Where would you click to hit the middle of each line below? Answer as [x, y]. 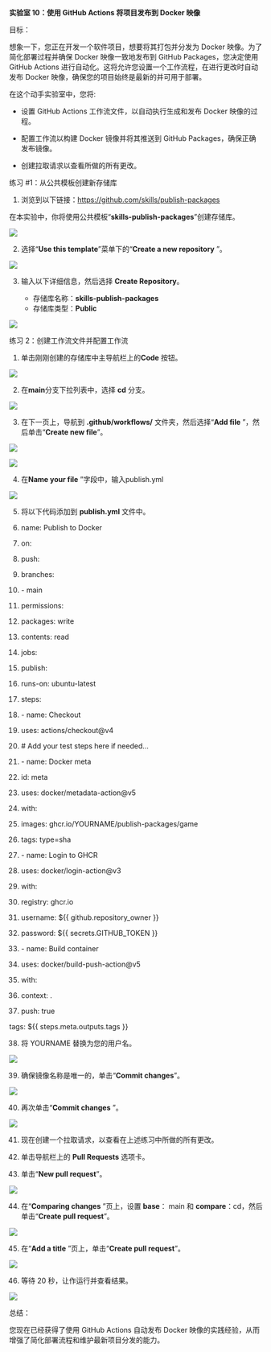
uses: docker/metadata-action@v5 [78, 793]
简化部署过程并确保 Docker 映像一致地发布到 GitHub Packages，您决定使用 [134, 57]
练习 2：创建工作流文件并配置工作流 [69, 340]
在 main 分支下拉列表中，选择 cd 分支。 [85, 390]
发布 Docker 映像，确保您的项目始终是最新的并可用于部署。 [108, 77]
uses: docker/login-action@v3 [71, 871]
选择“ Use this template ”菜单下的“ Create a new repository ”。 [124, 249]
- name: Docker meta [56, 761]
